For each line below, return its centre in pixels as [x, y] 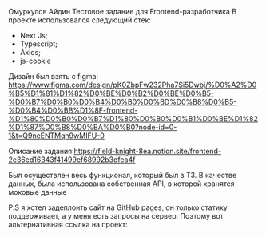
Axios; [30, 52]
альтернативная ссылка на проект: [68, 224]
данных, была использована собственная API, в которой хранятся [121, 184]
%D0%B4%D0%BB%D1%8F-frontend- [73, 110]
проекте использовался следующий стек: [80, 20]
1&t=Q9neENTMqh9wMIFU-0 [57, 136]
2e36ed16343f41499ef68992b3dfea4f [72, 160]
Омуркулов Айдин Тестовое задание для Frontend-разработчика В [123, 12]
